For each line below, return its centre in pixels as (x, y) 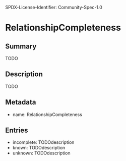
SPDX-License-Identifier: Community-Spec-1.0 (54, 7)
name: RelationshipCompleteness (47, 114)
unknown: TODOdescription (41, 153)
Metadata (21, 102)
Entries (17, 130)
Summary (21, 46)
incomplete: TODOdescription (43, 142)
